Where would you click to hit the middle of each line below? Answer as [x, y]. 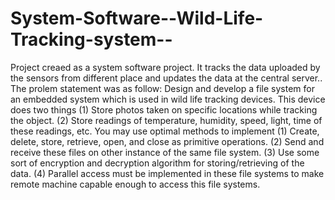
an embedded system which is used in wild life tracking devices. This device [168, 99]
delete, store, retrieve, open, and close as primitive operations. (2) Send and [167, 141]
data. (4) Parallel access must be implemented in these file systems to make [167, 173]
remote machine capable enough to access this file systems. [135, 184]
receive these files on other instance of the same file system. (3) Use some [165, 152]
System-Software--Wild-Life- [137, 18]
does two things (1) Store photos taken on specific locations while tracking [164, 109]
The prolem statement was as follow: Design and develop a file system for [162, 88]
